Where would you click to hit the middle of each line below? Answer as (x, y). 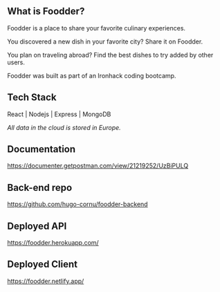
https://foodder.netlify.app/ (46, 281)
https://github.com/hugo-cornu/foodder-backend (77, 204)
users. (16, 62)
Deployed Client (43, 265)
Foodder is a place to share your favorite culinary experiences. (96, 28)
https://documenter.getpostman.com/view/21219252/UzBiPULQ (98, 166)
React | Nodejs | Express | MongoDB (59, 114)
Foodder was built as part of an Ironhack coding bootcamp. (92, 75)
